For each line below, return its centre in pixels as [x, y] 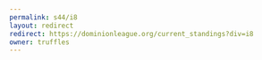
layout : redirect [42, 26]
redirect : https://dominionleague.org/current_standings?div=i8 [131, 34]
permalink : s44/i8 [43, 17]
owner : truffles [39, 42]
